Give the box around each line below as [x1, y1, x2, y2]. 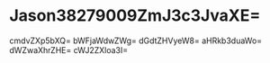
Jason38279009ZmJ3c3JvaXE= [9, 5, 261, 26]
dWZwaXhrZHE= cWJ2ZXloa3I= [9, 44, 129, 55]
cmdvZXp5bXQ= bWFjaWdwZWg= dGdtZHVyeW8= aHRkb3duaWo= [9, 35, 263, 46]
